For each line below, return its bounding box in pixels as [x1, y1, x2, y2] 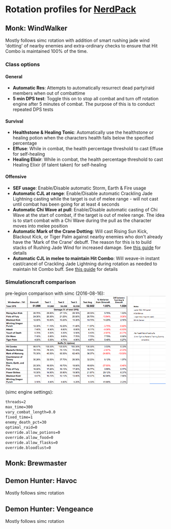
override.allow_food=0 [5, 435, 53, 440]
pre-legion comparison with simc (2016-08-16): [5, 290, 105, 296]
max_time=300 [5, 404, 33, 409]
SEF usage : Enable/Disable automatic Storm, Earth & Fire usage [12, 185, 147, 191]
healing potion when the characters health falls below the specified [12, 135, 154, 141]
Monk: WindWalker [5, 24, 68, 33]
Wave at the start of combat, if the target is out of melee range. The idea [12, 212, 165, 218]
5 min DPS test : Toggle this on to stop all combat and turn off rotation [12, 96, 159, 102]
